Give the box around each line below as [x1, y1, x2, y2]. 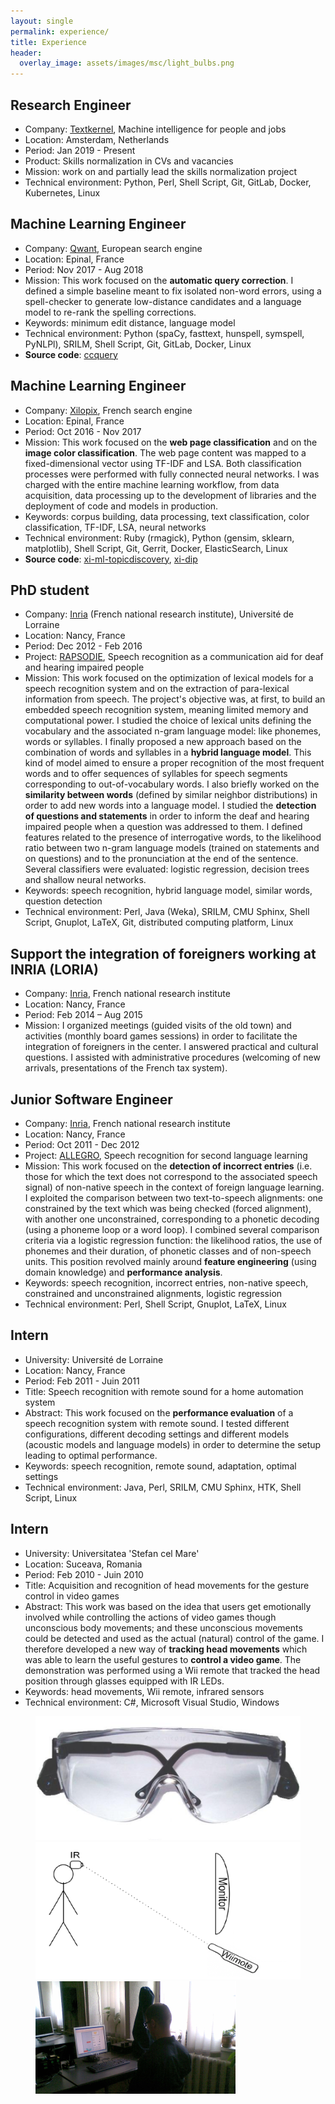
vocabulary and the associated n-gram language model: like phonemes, [24, 725, 322, 737]
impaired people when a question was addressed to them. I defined [24, 821, 303, 833]
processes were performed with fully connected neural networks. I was [24, 468, 320, 480]
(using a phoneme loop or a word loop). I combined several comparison [24, 1224, 320, 1235]
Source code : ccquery [24, 348, 118, 360]
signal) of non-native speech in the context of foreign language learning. [24, 1181, 325, 1193]
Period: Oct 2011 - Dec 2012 [24, 1139, 140, 1150]
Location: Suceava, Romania [24, 1558, 143, 1570]
